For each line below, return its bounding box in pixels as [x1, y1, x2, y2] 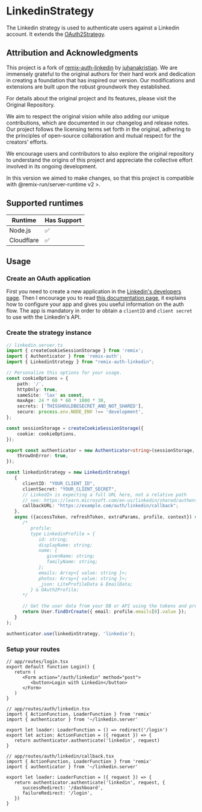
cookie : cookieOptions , [17, 431, 77, 437]
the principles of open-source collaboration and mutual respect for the [6, 132, 182, 139]
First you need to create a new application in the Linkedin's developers [6, 288, 182, 295]
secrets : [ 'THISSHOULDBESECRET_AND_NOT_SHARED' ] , [17, 403, 144, 409]
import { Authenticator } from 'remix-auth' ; [6, 353, 122, 359]
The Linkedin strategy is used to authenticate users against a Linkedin [6, 24, 180, 31]
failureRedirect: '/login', [22, 790, 93, 796]
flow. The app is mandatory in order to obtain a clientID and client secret [6, 307, 192, 314]
